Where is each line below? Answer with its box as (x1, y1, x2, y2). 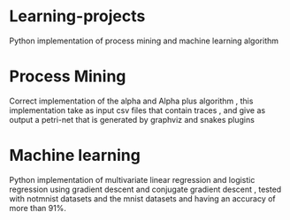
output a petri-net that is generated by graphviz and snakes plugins (9, 114, 255, 125)
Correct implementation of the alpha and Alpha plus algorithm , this (9, 95, 254, 106)
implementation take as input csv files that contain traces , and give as (9, 104, 266, 116)
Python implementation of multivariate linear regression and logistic (9, 174, 256, 185)
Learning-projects (9, 6, 146, 27)
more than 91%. (9, 202, 66, 213)
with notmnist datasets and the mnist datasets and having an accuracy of (9, 193, 276, 204)
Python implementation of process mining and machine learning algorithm (9, 35, 279, 46)
